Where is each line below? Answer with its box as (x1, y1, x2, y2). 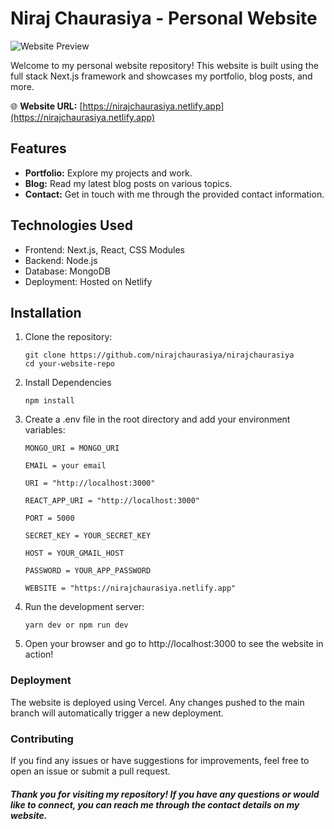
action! (24, 648, 54, 661)
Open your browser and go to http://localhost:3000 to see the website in (24, 638, 324, 650)
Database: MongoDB (24, 265, 111, 277)
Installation (10, 304, 82, 321)
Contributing (10, 732, 74, 746)
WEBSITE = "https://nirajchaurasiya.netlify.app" (24, 583, 237, 594)
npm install (24, 396, 75, 406)
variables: (24, 424, 66, 436)
